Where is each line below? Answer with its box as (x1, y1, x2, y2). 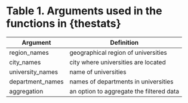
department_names (9, 77, 64, 86)
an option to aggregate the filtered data (69, 87, 180, 95)
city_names (9, 58, 41, 66)
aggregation (9, 87, 44, 95)
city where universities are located (69, 58, 166, 66)
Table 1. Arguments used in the (6, 4, 162, 18)
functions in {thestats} (6, 17, 121, 30)
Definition (110, 38, 139, 46)
